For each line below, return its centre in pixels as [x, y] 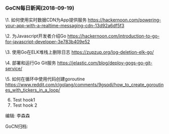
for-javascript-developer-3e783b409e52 [48, 42]
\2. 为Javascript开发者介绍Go [36, 36]
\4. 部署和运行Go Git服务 [31, 63]
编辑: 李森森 [18, 116]
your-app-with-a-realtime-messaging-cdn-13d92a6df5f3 [65, 26]
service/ [14, 69]
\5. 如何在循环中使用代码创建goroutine [45, 79]
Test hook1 [24, 100]
